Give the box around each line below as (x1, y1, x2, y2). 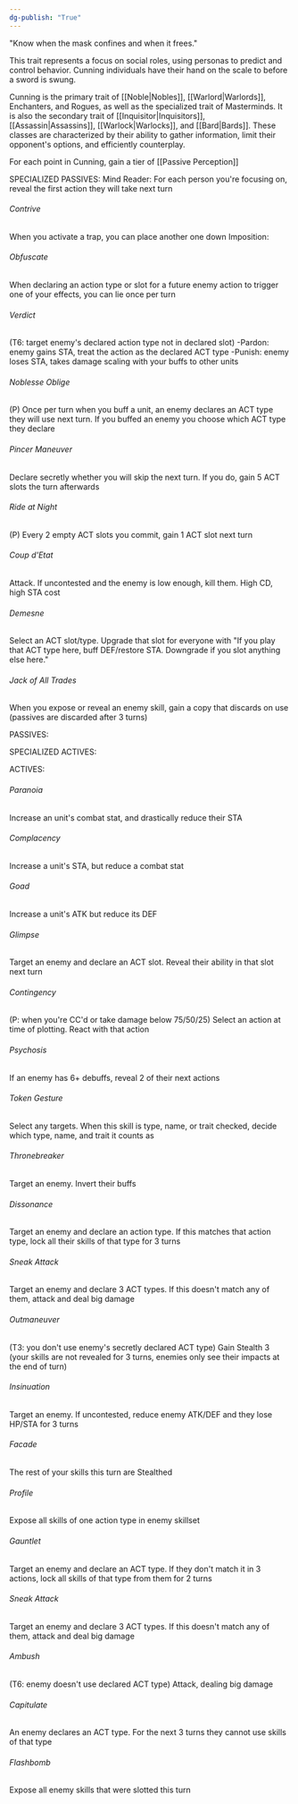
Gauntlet (9, 1536, 42, 1546)
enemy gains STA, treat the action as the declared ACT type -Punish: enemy (9, 346, 290, 358)
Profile (9, 1487, 34, 1498)
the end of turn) (9, 1361, 68, 1372)
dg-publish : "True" (9, 13, 82, 22)
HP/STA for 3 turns (9, 1418, 79, 1429)
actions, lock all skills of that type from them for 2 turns (9, 1572, 212, 1584)
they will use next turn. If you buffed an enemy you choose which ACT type (9, 413, 286, 425)
